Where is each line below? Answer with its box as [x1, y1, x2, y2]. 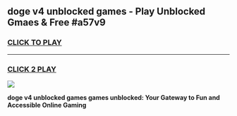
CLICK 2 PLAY [7, 64, 56, 74]
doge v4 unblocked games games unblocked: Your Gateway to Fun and [7, 93, 220, 101]
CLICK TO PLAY [7, 38, 62, 48]
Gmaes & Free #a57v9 [7, 17, 106, 29]
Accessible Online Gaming [7, 101, 87, 109]
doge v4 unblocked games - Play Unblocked [7, 6, 206, 18]
